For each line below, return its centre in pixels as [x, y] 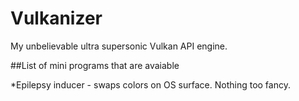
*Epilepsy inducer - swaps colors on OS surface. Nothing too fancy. [150, 84]
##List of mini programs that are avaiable [95, 65]
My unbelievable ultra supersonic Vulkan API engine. [119, 46]
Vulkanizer [56, 18]
